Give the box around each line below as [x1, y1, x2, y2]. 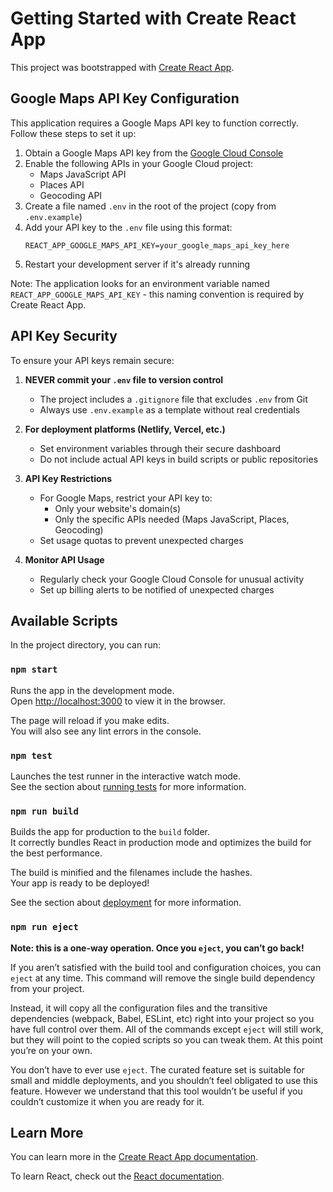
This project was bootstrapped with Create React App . [10, 61, 235, 73]
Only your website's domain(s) [54, 502, 182, 514]
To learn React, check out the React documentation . [10, 1170, 225, 1182]
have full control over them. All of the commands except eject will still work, [10, 1023, 324, 1035]
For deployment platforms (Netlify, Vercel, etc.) [24, 423, 226, 435]
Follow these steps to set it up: [10, 127, 137, 139]
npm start [10, 664, 58, 676]
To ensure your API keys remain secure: [10, 354, 175, 366]
